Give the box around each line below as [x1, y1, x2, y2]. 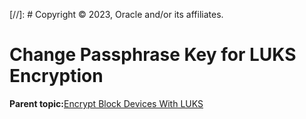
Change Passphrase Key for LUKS [9, 44, 297, 66]
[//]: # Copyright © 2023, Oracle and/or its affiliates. [9, 9, 224, 20]
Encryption [9, 65, 104, 88]
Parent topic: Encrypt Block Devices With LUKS [9, 97, 204, 109]
